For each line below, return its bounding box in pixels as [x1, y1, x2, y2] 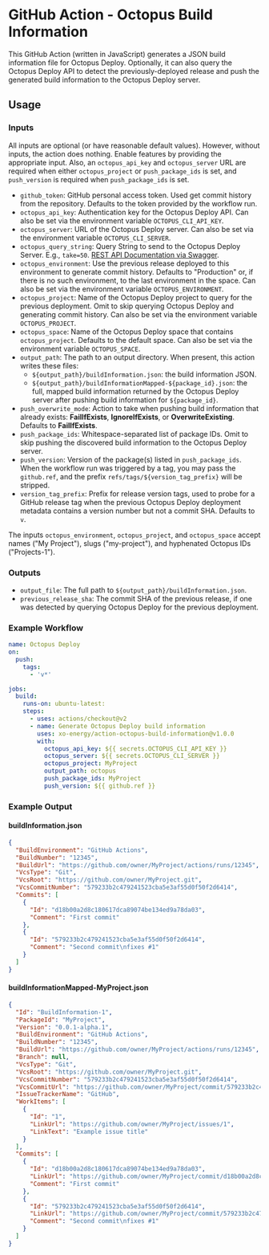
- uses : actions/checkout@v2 [29, 715, 127, 723]
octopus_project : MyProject [43, 760, 138, 768]
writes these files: [19, 361, 79, 370]
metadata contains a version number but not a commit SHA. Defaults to [19, 506, 255, 515]
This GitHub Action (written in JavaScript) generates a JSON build [8, 49, 226, 59]
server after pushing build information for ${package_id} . [31, 395, 219, 405]
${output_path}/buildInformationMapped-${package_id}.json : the [31, 377, 248, 387]
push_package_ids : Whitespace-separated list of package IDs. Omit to [19, 429, 249, 438]
